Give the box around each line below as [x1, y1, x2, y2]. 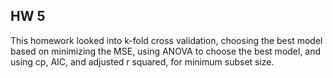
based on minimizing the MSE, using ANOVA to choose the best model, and [10, 45, 322, 57]
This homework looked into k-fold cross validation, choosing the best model [10, 34, 323, 46]
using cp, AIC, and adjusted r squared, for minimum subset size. [10, 55, 275, 68]
